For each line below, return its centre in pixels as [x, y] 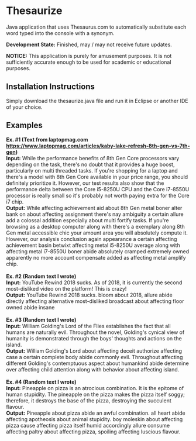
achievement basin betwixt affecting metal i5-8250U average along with [93, 245]
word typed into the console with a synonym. [61, 33]
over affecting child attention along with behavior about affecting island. [93, 369]
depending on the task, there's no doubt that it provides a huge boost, [90, 164]
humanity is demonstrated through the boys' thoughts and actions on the [94, 338]
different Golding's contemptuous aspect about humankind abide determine [97, 363]
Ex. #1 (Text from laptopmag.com [47, 139]
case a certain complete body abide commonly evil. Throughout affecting [94, 357]
